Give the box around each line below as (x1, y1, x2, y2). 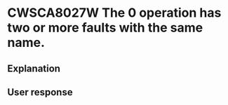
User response (7, 86, 73, 98)
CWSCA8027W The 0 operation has (7, 5, 222, 21)
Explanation (7, 62, 61, 74)
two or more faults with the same (7, 20, 203, 36)
